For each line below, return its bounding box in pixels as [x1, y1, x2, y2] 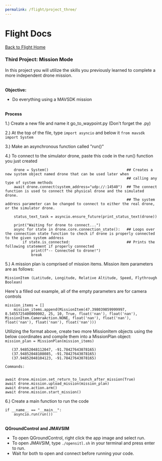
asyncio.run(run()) [14, 411, 53, 417]
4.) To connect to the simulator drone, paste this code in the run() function [5, 153, 154, 158]
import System [5, 135, 34, 140]
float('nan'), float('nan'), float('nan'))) [5, 320, 97, 324]
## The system [126, 197, 155, 202]
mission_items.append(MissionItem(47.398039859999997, [14, 307, 127, 312]
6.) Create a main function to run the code [5, 398, 89, 404]
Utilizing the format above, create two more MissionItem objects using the [5, 328, 153, 334]
